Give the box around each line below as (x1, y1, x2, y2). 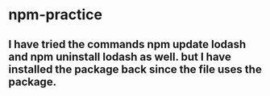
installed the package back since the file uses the (8, 62, 262, 76)
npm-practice (8, 6, 103, 24)
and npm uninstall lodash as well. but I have (8, 50, 231, 63)
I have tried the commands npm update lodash (8, 38, 247, 51)
